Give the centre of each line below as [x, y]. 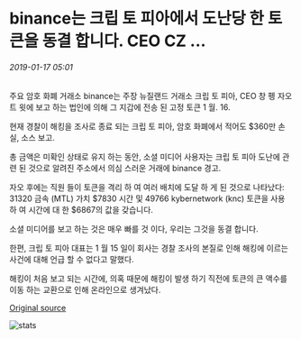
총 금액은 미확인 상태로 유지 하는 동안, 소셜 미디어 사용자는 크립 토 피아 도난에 [145, 157]
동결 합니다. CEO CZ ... [124, 41]
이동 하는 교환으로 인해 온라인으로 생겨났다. [85, 290]
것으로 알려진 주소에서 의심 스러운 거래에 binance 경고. [125, 169]
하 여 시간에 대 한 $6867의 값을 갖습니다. [81, 210]
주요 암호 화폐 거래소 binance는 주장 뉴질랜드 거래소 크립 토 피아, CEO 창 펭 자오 [151, 96]
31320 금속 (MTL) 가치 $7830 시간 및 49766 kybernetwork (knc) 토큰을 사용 [147, 198]
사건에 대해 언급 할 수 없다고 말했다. [72, 260]
